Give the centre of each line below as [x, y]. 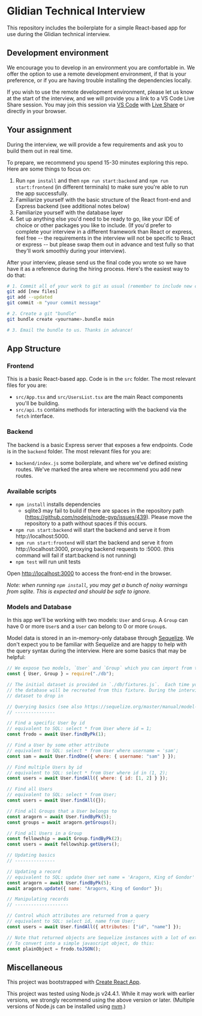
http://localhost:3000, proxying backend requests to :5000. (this [95, 549]
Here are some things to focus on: [49, 169]
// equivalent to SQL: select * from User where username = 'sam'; [93, 750]
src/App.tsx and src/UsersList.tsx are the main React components [99, 397]
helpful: [16, 657]
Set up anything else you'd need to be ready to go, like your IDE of [97, 219]
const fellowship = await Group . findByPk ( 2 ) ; [64, 839]
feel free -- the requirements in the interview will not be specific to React [105, 238]
